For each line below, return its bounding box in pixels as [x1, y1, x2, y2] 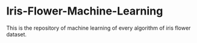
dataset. [6, 30, 27, 38]
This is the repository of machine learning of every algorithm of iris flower [6, 24, 191, 31]
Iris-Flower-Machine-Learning [6, 4, 163, 18]
